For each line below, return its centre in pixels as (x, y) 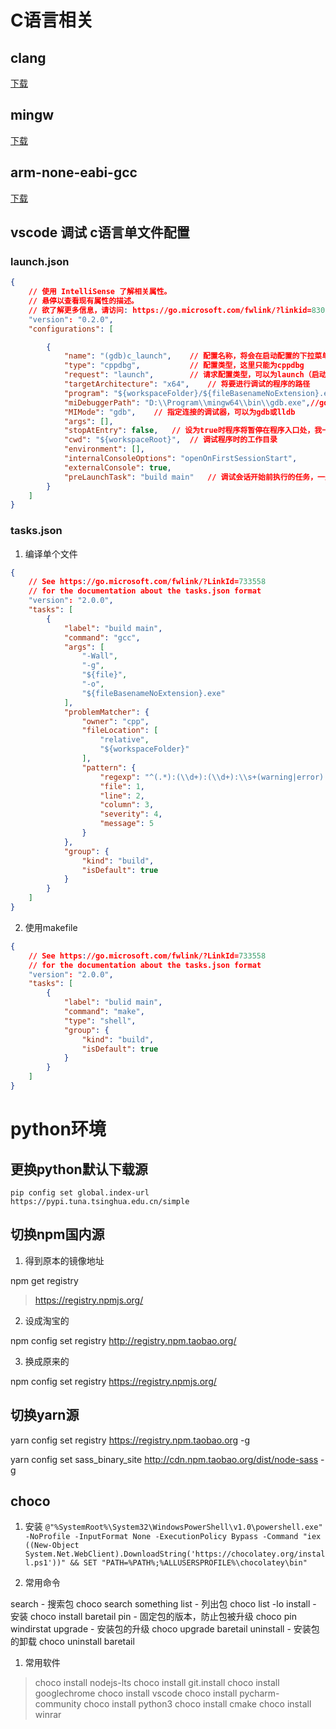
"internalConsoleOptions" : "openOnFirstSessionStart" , (180, 459)
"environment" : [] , (104, 449)
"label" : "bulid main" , (113, 1002)
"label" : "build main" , (113, 628)
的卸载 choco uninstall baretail (72, 1642)
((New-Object (52, 1546)
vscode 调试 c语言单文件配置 (100, 232)
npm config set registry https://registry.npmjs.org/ (113, 1381)
